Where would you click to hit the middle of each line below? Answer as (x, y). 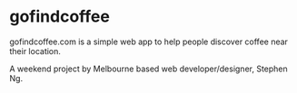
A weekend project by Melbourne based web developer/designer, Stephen (148, 69)
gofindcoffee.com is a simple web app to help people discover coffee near (149, 42)
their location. (35, 51)
